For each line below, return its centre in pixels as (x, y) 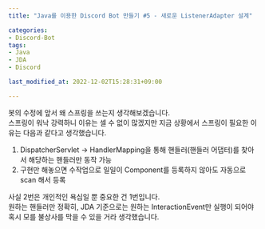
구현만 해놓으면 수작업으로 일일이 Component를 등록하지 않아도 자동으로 (133, 170)
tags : (17, 45)
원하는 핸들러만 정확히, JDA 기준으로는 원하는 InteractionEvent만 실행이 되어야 (131, 207)
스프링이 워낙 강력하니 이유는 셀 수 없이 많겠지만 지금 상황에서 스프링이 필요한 (129, 123)
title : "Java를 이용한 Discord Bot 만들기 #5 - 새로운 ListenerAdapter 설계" (131, 16)
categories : (28, 30)
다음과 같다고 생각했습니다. (65, 132)
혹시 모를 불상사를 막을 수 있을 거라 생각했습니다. (84, 216)
